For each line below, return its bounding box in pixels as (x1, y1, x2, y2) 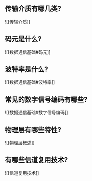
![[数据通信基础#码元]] (5, 49, 51, 55)
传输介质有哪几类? (5, 4, 61, 13)
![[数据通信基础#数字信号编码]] (5, 109, 68, 116)
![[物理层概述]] (5, 140, 35, 146)
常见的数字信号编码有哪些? (5, 95, 88, 104)
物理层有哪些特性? (5, 125, 61, 134)
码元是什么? (5, 35, 42, 43)
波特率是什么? (5, 65, 48, 74)
